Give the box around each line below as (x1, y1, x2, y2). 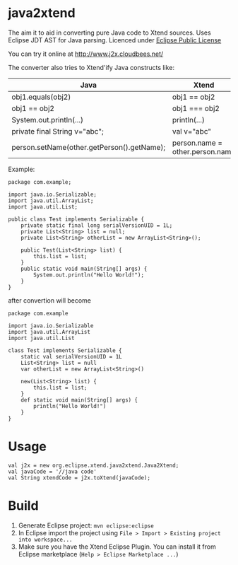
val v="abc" (172, 126, 211, 136)
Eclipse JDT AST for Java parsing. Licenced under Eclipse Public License (8, 35, 222, 44)
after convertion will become (8, 296, 91, 305)
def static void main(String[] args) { (20, 396, 138, 404)
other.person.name (172, 146, 236, 156)
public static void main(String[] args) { (20, 265, 148, 272)
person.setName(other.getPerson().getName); (11, 142, 165, 152)
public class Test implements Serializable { (8, 216, 144, 223)
